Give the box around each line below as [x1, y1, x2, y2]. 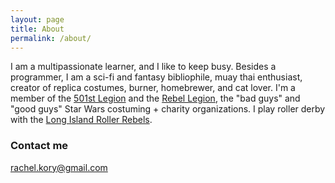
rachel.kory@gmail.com [10, 161, 108, 173]
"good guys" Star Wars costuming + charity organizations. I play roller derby [10, 103, 326, 115]
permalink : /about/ [10, 33, 92, 43]
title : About [10, 24, 65, 34]
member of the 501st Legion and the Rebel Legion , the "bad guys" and [10, 92, 301, 105]
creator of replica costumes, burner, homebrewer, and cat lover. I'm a [10, 82, 296, 94]
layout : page [10, 14, 65, 25]
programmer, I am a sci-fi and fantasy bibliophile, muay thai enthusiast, [10, 71, 303, 83]
